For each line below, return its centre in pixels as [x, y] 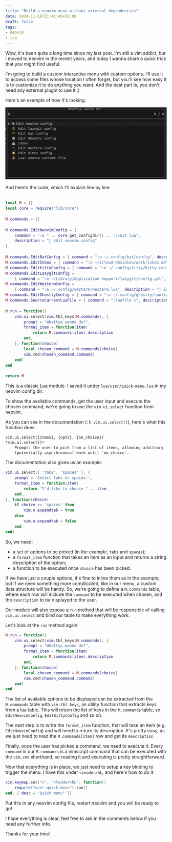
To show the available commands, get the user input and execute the [78, 401]
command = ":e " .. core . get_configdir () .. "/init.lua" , [78, 235]
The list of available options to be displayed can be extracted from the [79, 699]
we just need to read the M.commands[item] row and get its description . [80, 736]
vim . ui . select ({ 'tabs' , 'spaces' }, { [48, 473]
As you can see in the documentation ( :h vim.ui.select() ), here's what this [85, 422]
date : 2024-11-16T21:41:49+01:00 [41, 16]
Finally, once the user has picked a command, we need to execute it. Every [84, 746]
